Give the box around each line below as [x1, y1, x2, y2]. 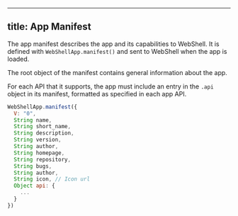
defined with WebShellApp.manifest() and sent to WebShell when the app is [7, 47, 227, 55]
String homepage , [13, 149, 65, 157]
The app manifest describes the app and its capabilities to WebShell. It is [7, 40, 220, 48]
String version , [13, 136, 62, 144]
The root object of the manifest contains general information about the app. [7, 68, 228, 76]
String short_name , [13, 123, 72, 130]
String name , [13, 116, 52, 124]
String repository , [13, 156, 72, 163]
